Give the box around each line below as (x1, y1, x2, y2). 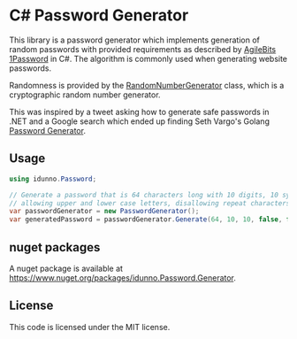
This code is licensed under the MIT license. (9, 321, 171, 332)
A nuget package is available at (9, 263, 124, 274)
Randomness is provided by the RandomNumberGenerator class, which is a (9, 80, 285, 90)
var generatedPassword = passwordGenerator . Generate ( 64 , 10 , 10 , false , (9, 215, 283, 224)
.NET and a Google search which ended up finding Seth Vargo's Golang (9, 116, 270, 127)
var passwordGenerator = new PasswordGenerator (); (9, 207, 200, 216)
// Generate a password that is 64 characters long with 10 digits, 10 (9, 190, 278, 199)
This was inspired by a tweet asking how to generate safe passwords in (9, 106, 270, 117)
